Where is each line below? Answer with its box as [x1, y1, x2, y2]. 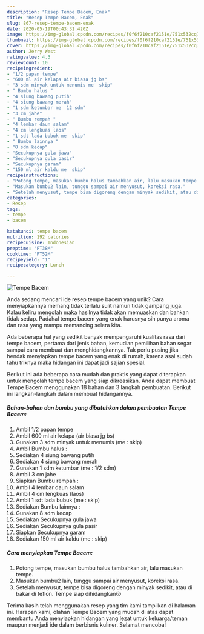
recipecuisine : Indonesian [7, 239, 75, 245]
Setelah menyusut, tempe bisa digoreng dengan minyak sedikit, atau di [15, 584, 192, 591]
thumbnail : [7, 37, 35, 43]
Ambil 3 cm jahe [15, 471, 56, 478]
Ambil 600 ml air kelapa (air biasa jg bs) [15, 432, 115, 439]
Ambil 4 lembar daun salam [15, 484, 84, 491]
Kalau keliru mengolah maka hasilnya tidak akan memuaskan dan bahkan [7, 309, 189, 316]
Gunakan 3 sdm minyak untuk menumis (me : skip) [15, 439, 142, 446]
